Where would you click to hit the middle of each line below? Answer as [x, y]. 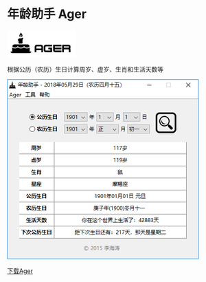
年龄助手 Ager [47, 14]
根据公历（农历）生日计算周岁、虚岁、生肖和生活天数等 [85, 69]
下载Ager [20, 271]
